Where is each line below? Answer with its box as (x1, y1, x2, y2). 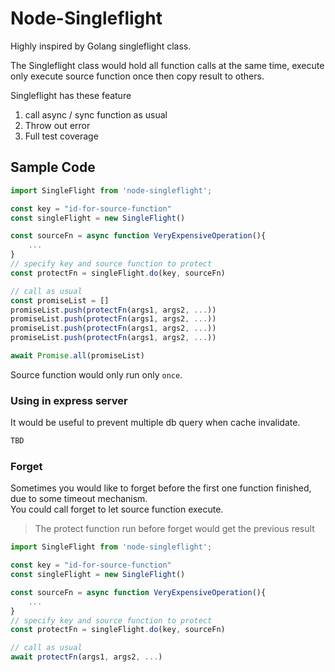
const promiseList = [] (10, 295, 110, 306)
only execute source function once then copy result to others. (10, 70, 265, 82)
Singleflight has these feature (10, 89, 132, 101)
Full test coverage (24, 130, 99, 142)
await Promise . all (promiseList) (10, 351, 145, 361)
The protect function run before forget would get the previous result (34, 523, 315, 535)
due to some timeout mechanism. (10, 493, 148, 505)
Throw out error (24, 119, 91, 131)
